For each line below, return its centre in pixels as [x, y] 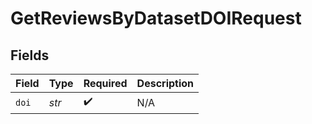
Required [105, 83]
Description [165, 83]
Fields [30, 55]
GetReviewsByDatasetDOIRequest [156, 18]
